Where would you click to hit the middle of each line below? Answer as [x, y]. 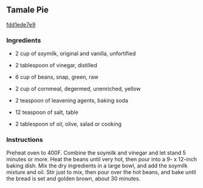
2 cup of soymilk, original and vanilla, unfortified [75, 53]
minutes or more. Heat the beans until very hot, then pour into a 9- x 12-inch [102, 159]
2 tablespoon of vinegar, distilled [56, 65]
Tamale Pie [28, 10]
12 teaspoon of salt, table [47, 112]
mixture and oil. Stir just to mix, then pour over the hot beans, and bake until [101, 172]
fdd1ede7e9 [21, 24]
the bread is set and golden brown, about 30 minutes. [74, 179]
